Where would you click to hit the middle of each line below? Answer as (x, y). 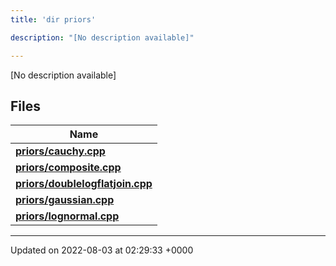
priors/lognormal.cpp (67, 216)
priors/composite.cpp (68, 168)
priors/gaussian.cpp (65, 200)
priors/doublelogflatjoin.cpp (84, 184)
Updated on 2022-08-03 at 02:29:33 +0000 (102, 250)
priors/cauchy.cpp (60, 151)
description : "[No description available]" (102, 37)
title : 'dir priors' (53, 19)
